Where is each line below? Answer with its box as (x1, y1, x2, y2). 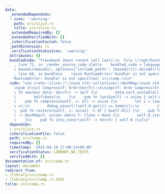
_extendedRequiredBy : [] (9, 30, 60, 35)
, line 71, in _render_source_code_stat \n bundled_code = (14, 62, 141, 67)
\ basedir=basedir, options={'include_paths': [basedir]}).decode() (14, 67, 157, 72)
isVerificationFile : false (9, 131, 65, 136)
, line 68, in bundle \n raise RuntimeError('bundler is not (14, 72, 146, 77)
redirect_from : (5, 168, 36, 173)
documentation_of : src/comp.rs (5, 158, 69, 163)
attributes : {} (9, 53, 41, 58)
